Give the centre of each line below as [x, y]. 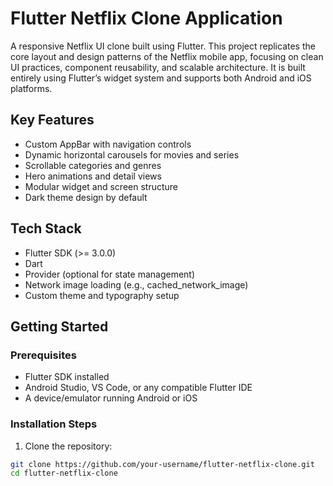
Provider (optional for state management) [110, 274]
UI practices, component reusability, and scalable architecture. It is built [158, 67]
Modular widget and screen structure [101, 186]
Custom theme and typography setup [102, 295]
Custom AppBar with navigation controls [108, 144]
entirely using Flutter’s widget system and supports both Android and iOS [161, 78]
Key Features [52, 120]
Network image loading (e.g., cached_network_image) [136, 284]
